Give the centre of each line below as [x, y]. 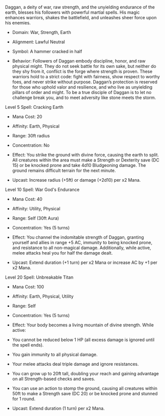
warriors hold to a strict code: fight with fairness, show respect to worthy [86, 77]
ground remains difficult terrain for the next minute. [64, 170]
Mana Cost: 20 [27, 117]
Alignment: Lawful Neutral [39, 42]
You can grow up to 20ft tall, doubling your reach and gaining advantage [85, 373]
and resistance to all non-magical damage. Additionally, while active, [82, 248]
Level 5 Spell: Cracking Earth [34, 107]
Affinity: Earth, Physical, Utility [43, 296]
